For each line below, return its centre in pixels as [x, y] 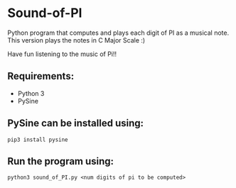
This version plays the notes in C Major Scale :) [76, 40]
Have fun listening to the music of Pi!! [62, 54]
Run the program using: [61, 161]
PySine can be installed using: [76, 123]
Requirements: [41, 76]
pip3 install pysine [38, 140]
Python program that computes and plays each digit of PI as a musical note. [118, 33]
